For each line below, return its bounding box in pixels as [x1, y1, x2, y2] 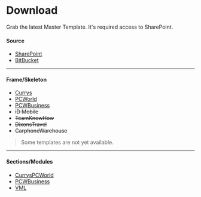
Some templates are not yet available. [20, 138, 114, 146]
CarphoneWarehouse [14, 127, 68, 134]
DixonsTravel [14, 121, 47, 128]
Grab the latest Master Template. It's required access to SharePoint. [6, 23, 173, 30]
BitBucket [14, 57, 39, 64]
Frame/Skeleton [6, 76, 47, 83]
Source [6, 37, 25, 44]
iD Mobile [14, 108, 39, 115]
